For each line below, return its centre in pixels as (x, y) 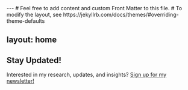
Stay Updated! (34, 60)
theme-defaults (26, 21)
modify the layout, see (34, 14)
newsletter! (21, 81)
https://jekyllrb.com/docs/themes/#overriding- (121, 14)
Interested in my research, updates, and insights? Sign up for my (87, 75)
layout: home (32, 40)
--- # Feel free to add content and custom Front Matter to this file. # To (95, 8)
